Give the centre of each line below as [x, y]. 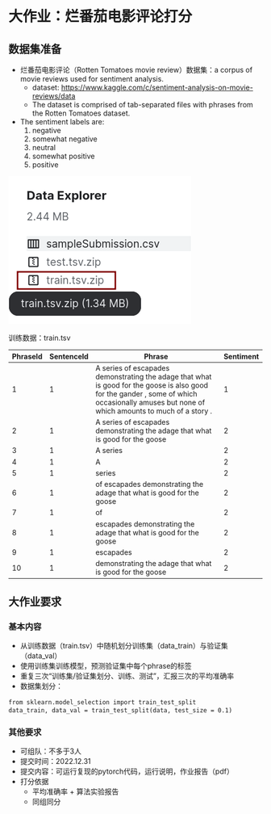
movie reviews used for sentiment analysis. [92, 79]
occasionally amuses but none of [150, 402]
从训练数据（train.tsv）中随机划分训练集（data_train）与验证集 [124, 646]
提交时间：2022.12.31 [55, 762]
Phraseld [27, 356]
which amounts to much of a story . [154, 411]
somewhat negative [65, 139]
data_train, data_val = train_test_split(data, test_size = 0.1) [120, 711]
